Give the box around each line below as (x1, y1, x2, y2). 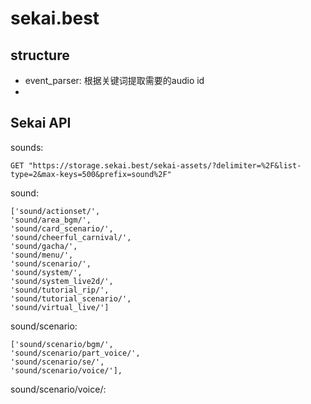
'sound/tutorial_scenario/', (10, 293, 132, 304)
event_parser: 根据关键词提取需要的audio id (24, 75, 205, 86)
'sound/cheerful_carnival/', (10, 232, 132, 242)
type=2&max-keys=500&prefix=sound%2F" (10, 169, 172, 179)
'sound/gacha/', (10, 241, 78, 251)
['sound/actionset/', (10, 206, 101, 216)
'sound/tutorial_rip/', (10, 285, 110, 295)
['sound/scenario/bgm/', (10, 339, 114, 349)
